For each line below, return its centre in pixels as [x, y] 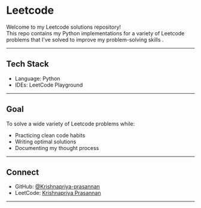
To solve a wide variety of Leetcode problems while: [71, 124]
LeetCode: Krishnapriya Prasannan [58, 193]
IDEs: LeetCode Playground [49, 85]
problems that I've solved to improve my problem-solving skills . [85, 39]
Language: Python [37, 78]
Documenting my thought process [57, 148]
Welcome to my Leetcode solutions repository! [64, 27]
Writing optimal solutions [45, 142]
